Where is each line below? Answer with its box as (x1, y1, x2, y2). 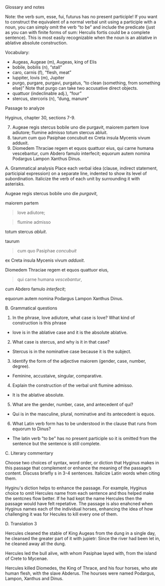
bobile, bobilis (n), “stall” (12, 64, 63, 70)
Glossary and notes (5, 4, 45, 10)
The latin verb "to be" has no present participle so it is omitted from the (12, 436, 157, 441)
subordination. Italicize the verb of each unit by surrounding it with (5, 176, 140, 181)
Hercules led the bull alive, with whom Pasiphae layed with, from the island (5, 551, 157, 556)
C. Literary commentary (5, 450, 53, 456)
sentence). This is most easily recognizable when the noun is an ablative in (5, 34, 157, 40)
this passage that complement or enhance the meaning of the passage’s (5, 465, 152, 471)
